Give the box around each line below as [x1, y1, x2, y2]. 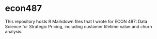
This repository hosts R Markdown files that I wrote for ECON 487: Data [5, 19, 148, 24]
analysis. [5, 29, 23, 34]
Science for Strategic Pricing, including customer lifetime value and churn [5, 23, 153, 29]
